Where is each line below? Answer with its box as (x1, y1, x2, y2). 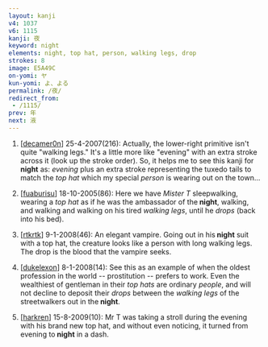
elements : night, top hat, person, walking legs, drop (8, 49, 197, 57)
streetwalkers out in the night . (19, 296, 121, 306)
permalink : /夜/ (8, 86, 62, 95)
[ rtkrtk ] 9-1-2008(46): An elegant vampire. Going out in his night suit (19, 229, 249, 239)
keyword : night (8, 42, 60, 50)
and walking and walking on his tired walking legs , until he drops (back (19, 205, 256, 215)
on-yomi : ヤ (8, 72, 48, 80)
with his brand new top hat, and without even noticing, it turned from (19, 320, 249, 330)
